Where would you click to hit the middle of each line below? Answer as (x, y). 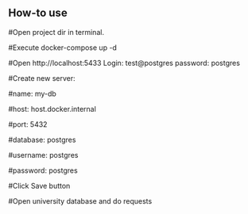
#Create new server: (42, 78)
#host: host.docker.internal (52, 109)
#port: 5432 (28, 124)
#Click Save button (39, 185)
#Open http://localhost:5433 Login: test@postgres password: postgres (124, 63)
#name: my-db (33, 94)
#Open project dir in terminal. (56, 32)
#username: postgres (43, 155)
